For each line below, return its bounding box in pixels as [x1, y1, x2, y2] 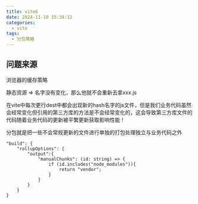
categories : [6, 20, 35, 25]
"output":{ [27, 151, 54, 157]
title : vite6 [6, 8, 38, 15]
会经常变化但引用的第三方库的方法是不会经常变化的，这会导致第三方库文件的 [6, 109, 193, 116]
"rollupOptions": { [17, 145, 65, 151]
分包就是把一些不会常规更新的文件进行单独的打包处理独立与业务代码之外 [6, 128, 182, 136]
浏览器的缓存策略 [6, 76, 48, 83]
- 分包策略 [11, 36, 35, 42]
